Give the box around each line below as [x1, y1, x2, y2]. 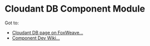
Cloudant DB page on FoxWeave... [12, 29, 84, 35]
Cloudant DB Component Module [5, 3, 145, 15]
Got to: [5, 20, 19, 26]
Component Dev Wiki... [12, 35, 60, 41]
